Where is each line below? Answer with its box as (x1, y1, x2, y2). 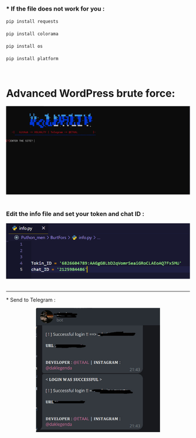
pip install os (6, 43, 43, 49)
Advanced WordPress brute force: (6, 86, 176, 100)
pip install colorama (6, 31, 59, 37)
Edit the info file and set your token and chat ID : (6, 210, 145, 218)
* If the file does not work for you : (6, 5, 105, 13)
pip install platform (6, 55, 59, 61)
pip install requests (6, 19, 59, 25)
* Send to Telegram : (6, 297, 56, 304)
